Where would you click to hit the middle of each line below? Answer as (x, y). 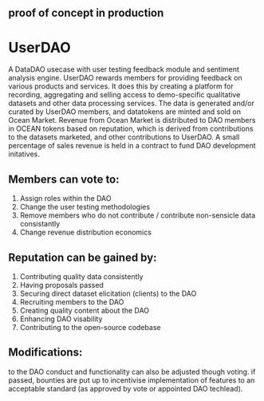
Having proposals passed (61, 285)
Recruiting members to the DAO (72, 301)
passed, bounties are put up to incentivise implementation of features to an (132, 380)
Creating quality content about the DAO (85, 310)
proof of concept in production (86, 13)
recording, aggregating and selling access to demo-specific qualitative (124, 95)
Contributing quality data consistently (81, 276)
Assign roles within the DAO (65, 199)
